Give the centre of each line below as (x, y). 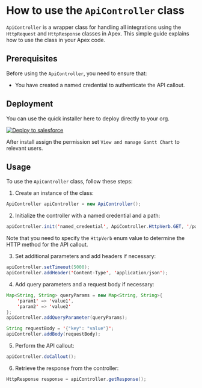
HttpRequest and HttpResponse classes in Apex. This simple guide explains (98, 33)
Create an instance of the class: (54, 193)
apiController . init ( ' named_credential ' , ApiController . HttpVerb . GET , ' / (99, 227)
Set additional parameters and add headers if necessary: (85, 256)
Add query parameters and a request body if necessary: (84, 284)
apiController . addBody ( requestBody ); (54, 334)
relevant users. (25, 148)
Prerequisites (32, 59)
